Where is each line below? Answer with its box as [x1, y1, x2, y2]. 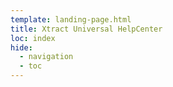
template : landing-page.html [10, 14, 132, 25]
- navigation [19, 52, 74, 62]
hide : [10, 42, 33, 53]
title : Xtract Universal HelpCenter [10, 24, 163, 34]
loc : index [10, 33, 56, 43]
